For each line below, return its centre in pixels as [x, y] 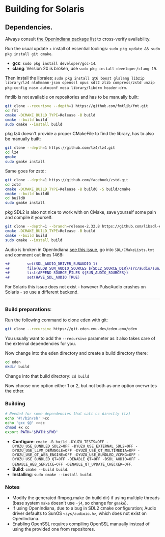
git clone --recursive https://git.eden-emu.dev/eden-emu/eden [71, 329]
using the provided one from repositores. [54, 529]
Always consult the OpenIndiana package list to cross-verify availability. [78, 39]
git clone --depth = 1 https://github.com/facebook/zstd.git [67, 180]
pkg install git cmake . [29, 54]
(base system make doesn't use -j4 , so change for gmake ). [70, 503]
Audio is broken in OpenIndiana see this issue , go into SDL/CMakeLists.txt [80, 250]
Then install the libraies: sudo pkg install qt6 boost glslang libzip [75, 78]
